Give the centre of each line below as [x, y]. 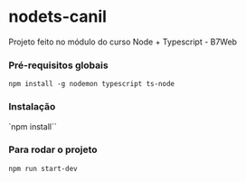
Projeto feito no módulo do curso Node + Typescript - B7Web [123, 42]
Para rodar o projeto [53, 149]
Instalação [32, 107]
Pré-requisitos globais [59, 65]
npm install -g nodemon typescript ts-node [92, 84]
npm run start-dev [43, 168]
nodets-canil [58, 17]
